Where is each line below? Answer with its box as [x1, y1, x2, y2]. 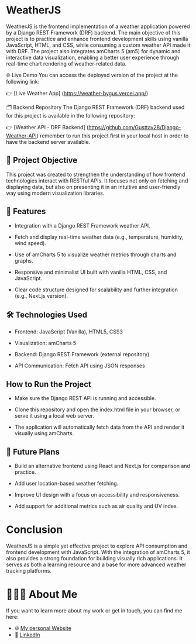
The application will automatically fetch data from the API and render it [14, 423, 185, 431]
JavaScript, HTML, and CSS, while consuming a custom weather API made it [6, 42, 191, 49]
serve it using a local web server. [14, 412, 95, 419]
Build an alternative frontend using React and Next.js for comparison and [14, 463, 190, 469]
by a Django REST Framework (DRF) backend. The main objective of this [6, 29, 181, 36]
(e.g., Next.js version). [14, 292, 68, 299]
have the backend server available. [6, 138, 91, 145]
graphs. [14, 257, 33, 264]
